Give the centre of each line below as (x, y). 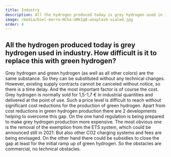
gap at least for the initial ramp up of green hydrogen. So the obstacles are (83, 144)
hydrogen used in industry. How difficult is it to (81, 53)
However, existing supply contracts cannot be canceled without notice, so (83, 84)
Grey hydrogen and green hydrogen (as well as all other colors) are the (79, 73)
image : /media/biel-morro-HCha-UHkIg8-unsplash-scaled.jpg (69, 19)
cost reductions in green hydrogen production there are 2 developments (81, 111)
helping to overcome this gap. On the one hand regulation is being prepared (85, 116)
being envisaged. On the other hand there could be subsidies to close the (82, 138)
